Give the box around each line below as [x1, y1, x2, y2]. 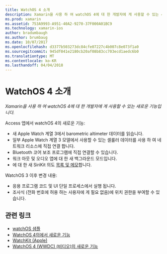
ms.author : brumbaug [5, 35, 48, 40]
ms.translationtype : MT [5, 53, 55, 59]
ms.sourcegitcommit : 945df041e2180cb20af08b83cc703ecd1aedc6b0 [5, 49, 139, 54]
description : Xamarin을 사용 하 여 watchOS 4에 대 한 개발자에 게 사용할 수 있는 [5, 12, 159, 17]
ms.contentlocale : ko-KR [5, 58, 57, 63]
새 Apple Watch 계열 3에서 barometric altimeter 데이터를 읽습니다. [12, 130, 144, 137]
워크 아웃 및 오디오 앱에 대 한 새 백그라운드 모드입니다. [12, 155, 117, 162]
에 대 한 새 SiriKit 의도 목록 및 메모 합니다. [12, 162, 92, 168]
